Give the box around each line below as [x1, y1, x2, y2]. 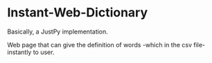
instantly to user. [7, 48, 55, 56]
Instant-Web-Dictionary [7, 5, 148, 21]
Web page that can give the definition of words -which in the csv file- [7, 40, 206, 49]
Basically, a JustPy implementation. [7, 27, 109, 36]
